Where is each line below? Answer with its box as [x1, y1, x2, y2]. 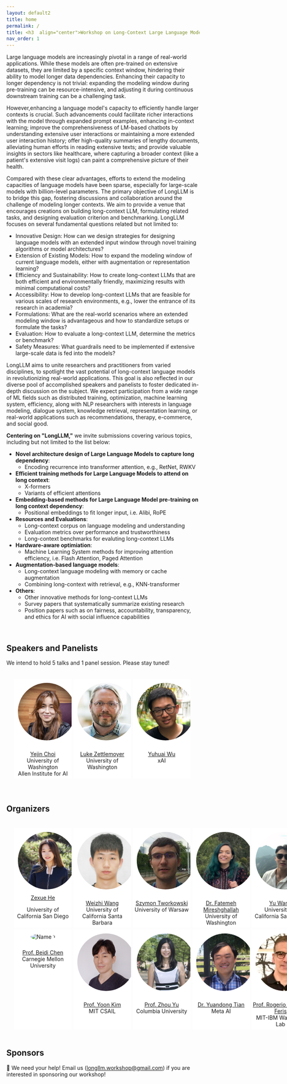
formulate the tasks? [15, 324, 67, 331]
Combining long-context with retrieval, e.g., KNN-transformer [24, 581, 180, 588]
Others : [15, 587, 36, 595]
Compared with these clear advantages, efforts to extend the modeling [6, 175, 186, 182]
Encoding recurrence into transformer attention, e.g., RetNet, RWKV [24, 464, 196, 471]
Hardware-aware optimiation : [15, 541, 93, 549]
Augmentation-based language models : [15, 561, 120, 568]
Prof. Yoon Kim [83, 1001, 121, 1008]
